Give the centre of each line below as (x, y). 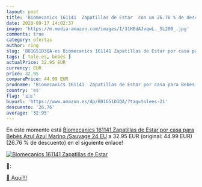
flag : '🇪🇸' (21, 96)
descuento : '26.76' (31, 107)
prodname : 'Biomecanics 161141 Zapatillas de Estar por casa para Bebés (101, 85)
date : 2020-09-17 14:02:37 (40, 23)
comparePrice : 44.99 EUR (37, 79)
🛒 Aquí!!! (17, 178)
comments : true (25, 34)
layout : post (23, 12)
